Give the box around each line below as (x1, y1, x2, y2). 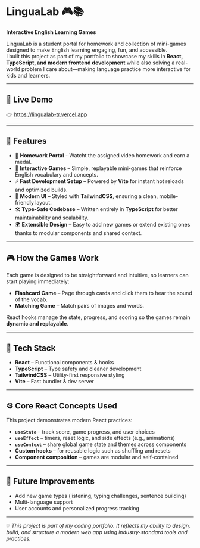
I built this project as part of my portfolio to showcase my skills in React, (6, 52, 183, 60)
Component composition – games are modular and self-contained (14, 454, 179, 460)
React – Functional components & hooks (14, 359, 114, 366)
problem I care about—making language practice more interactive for (21, 65, 191, 72)
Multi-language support (14, 499, 73, 506)
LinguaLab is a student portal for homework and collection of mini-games (6, 40, 186, 47)
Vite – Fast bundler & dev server (14, 378, 94, 385)
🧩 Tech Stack (6, 343, 56, 353)
